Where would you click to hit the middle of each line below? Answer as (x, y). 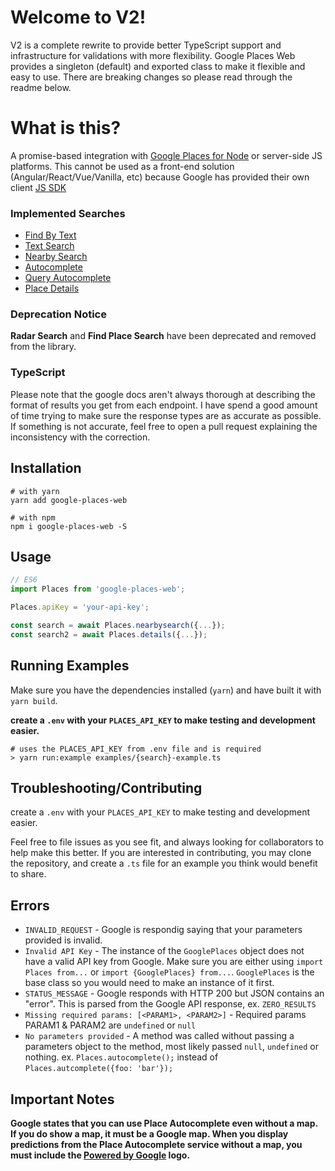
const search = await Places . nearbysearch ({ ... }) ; (118, 626)
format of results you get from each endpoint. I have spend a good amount (164, 405)
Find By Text (50, 235)
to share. (28, 874)
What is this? (66, 128)
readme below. (41, 87)
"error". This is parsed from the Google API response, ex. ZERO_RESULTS (170, 1004)
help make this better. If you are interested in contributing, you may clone (161, 853)
